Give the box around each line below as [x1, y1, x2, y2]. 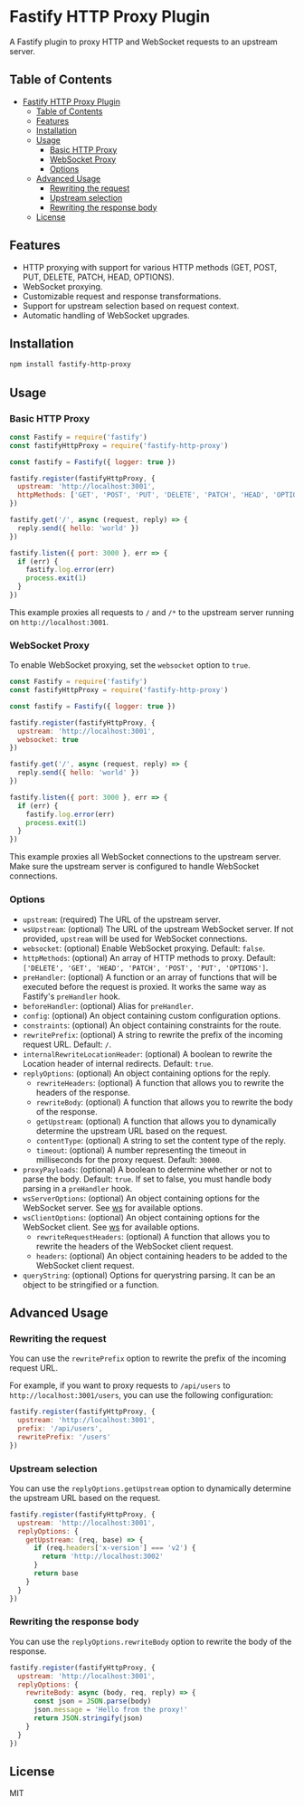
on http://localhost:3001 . [9, 616, 109, 627]
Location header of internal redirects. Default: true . [22, 1058, 214, 1069]
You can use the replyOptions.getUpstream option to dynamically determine [9, 1482, 291, 1494]
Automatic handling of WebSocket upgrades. [22, 309, 190, 320]
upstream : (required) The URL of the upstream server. [22, 914, 222, 925]
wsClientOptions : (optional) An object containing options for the [22, 1212, 261, 1222]
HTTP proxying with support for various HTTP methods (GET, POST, [22, 261, 278, 272]
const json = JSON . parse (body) [33, 1697, 152, 1706]
